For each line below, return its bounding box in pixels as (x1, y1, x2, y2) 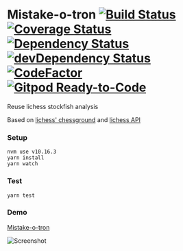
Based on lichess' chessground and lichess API (7, 115, 141, 123)
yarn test (7, 192, 36, 199)
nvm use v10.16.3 (7, 148, 57, 156)
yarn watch (7, 160, 38, 167)
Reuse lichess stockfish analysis (7, 102, 99, 110)
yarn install (7, 154, 45, 161)
